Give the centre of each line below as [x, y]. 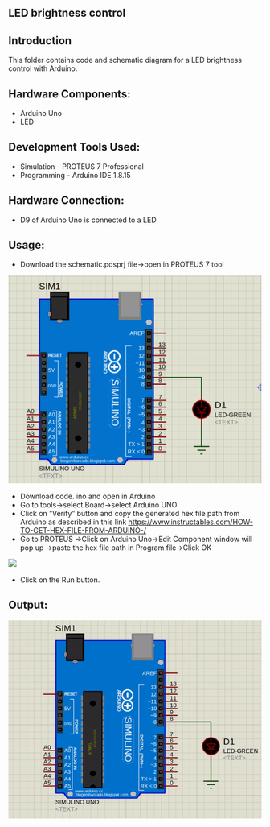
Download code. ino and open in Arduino [88, 496]
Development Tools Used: [74, 147]
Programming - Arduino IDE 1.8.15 [75, 175]
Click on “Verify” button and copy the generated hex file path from [130, 513]
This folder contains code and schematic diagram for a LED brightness [125, 60]
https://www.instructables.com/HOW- [191, 522]
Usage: [27, 245]
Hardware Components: [70, 94]
